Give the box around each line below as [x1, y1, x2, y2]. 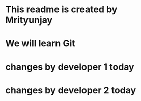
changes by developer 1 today [5, 61, 134, 72]
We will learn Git [5, 38, 75, 49]
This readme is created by [5, 4, 118, 15]
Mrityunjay [5, 14, 53, 26]
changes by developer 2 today [5, 84, 136, 96]
